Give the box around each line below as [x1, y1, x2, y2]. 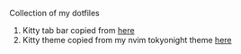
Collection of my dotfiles [9, 8, 101, 18]
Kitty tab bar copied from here [22, 25, 135, 35]
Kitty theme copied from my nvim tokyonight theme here [22, 35, 232, 45]
